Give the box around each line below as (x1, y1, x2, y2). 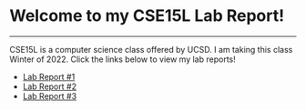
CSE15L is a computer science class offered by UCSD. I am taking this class (9, 44, 293, 55)
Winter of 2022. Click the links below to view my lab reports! (9, 54, 236, 65)
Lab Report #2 (22, 81, 77, 92)
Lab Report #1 (22, 71, 76, 82)
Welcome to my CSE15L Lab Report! (9, 5, 285, 26)
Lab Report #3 (22, 90, 77, 101)
